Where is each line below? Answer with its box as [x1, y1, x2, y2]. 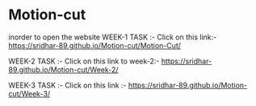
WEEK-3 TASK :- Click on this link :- [8, 80, 127, 90]
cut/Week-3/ [8, 88, 51, 98]
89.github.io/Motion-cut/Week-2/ [8, 64, 119, 74]
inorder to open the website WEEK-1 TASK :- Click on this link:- [8, 32, 217, 42]
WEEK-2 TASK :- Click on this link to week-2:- [8, 56, 160, 66]
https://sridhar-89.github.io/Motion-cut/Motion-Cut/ [8, 40, 182, 50]
